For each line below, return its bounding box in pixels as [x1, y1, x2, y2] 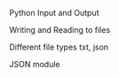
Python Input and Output [9, 8, 99, 18]
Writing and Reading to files [9, 25, 111, 35]
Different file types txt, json [9, 42, 109, 52]
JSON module [9, 59, 60, 69]
